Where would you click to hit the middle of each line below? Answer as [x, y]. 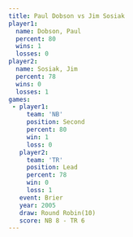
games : [19, 99]
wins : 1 [29, 46]
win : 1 [37, 137]
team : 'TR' [45, 160]
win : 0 [37, 183]
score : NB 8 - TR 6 [52, 221]
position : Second [56, 122]
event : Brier [41, 197]
